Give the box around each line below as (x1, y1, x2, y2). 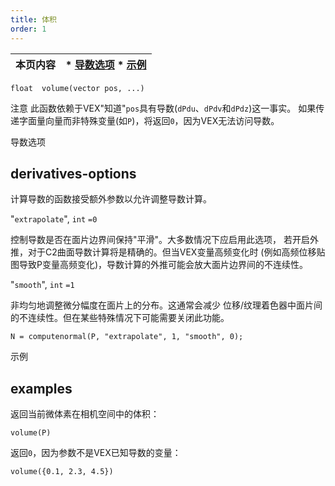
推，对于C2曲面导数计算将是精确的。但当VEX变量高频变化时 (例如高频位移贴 (10, 246, 326, 258)
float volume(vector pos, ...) (10, 83, 145, 93)
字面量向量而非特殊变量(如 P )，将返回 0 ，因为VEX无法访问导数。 (18, 114, 280, 126)
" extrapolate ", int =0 (10, 213, 98, 225)
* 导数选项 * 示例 (65, 57, 147, 71)
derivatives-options (10, 165, 137, 182)
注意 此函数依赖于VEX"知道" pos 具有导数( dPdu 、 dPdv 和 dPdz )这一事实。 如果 (10, 102, 317, 114)
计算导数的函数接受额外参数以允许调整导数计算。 (10, 193, 212, 205)
